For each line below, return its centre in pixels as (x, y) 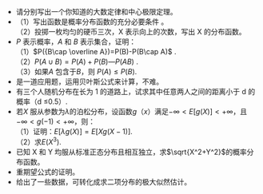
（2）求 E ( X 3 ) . (38, 141)
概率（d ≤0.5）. (42, 101)
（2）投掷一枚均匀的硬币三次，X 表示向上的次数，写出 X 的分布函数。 (131, 32)
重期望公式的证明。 (48, 172)
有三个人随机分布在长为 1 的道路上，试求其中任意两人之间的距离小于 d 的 (135, 91)
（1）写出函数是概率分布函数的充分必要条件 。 (92, 22)
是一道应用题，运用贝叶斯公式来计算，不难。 (90, 81)
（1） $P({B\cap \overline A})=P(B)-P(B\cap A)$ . (96, 51)
